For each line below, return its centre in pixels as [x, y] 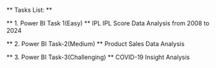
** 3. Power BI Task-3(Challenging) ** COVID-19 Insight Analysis [98, 57]
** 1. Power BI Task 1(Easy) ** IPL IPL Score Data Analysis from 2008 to [108, 23]
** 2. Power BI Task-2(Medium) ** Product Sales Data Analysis [96, 44]
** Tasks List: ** [29, 10]
